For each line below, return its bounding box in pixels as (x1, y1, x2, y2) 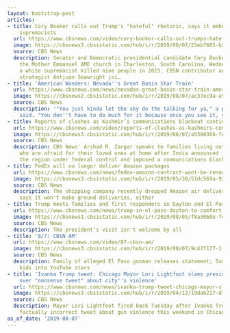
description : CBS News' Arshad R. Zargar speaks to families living (13, 144, 213, 150)
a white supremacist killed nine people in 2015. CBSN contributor (19, 67, 216, 74)
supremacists (19, 29, 57, 36)
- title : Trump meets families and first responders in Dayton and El (7, 201, 213, 208)
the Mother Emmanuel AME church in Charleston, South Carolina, (19, 61, 207, 68)
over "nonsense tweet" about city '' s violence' (19, 277, 157, 284)
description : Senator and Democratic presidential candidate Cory (13, 55, 207, 62)
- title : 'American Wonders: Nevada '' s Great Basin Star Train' (7, 80, 194, 87)
